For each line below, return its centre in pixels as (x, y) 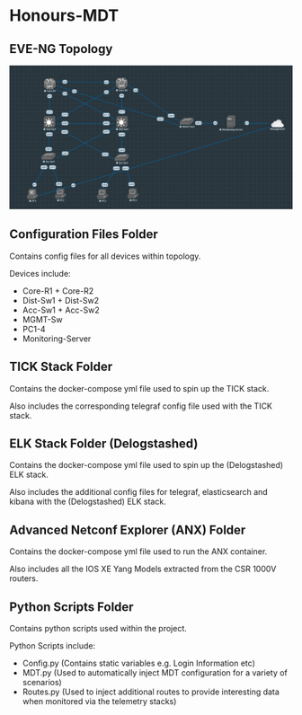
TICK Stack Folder (61, 367)
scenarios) (42, 682)
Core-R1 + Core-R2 (58, 291)
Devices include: (40, 273)
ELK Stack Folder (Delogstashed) (104, 443)
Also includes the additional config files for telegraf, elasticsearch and (138, 492)
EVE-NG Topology (61, 49)
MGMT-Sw (42, 319)
